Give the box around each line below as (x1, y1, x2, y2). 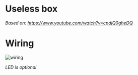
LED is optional (5, 64, 37, 70)
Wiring (5, 37, 34, 49)
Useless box (5, 3, 58, 15)
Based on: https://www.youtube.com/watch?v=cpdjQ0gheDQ (5, 20, 133, 26)
